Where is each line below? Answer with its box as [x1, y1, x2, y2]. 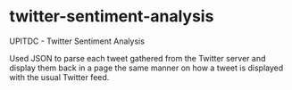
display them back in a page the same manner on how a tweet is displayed [9, 62, 284, 73]
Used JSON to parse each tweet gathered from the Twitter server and [9, 53, 266, 63]
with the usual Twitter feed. [9, 71, 110, 82]
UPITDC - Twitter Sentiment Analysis [9, 36, 146, 46]
